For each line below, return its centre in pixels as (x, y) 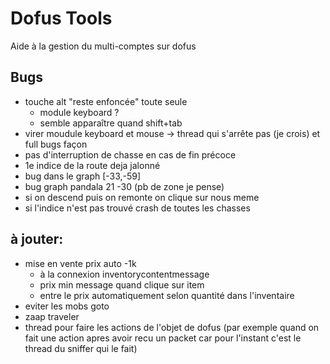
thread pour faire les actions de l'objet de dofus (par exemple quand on (172, 327)
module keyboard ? (79, 112)
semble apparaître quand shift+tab (111, 123)
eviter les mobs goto (67, 306)
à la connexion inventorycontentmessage (124, 274)
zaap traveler (52, 316)
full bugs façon (56, 144)
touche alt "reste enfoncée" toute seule (106, 101)
